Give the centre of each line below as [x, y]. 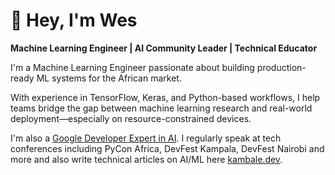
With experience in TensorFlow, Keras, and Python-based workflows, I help [165, 97]
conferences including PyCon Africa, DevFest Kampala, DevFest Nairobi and [167, 148]
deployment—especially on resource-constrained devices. [131, 118]
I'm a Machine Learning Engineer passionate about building [132, 67]
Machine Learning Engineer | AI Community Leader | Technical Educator [164, 48]
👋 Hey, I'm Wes [74, 20]
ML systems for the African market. [109, 78]
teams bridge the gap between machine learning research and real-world [161, 108]
